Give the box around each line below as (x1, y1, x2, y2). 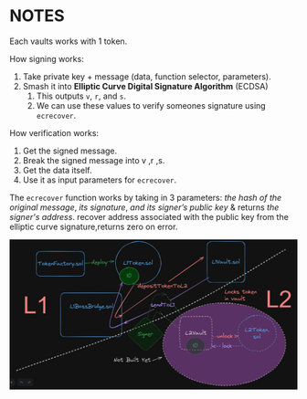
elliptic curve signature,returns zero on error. (9, 221, 178, 232)
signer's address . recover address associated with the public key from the (9, 211, 290, 222)
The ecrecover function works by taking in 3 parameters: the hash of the (9, 192, 282, 203)
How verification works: (9, 127, 99, 138)
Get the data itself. (22, 164, 92, 175)
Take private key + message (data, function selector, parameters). (22, 70, 271, 82)
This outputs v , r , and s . (36, 90, 126, 101)
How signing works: (9, 53, 84, 64)
